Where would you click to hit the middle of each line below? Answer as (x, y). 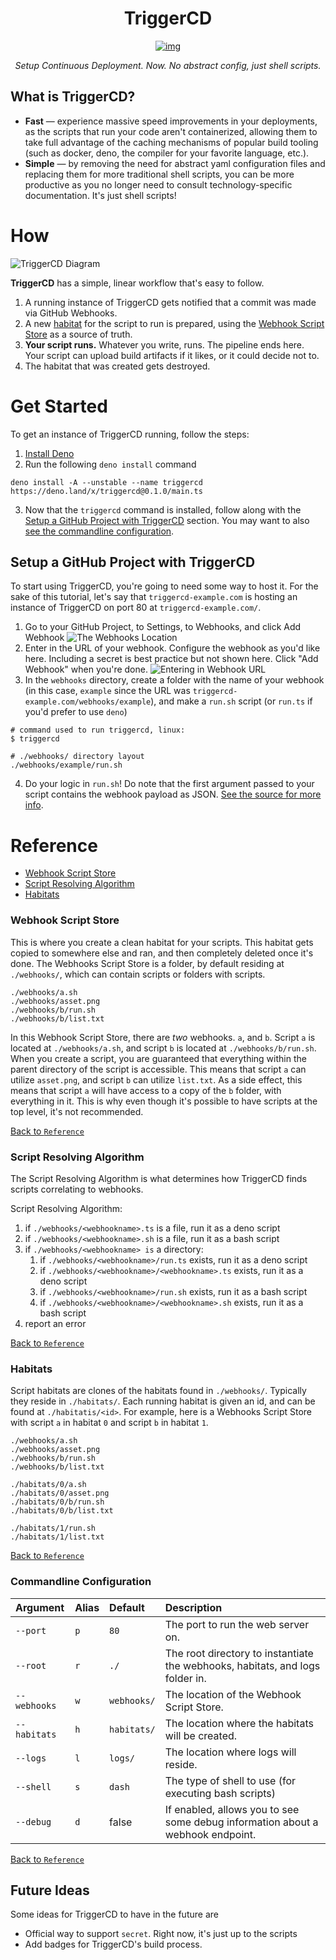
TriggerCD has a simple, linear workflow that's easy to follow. (137, 283)
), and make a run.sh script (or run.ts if (231, 701)
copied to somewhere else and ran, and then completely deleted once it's (162, 953)
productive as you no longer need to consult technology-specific (158, 184)
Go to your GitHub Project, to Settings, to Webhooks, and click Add (163, 627)
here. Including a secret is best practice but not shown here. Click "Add (171, 659)
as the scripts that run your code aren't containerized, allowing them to (171, 131)
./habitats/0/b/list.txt (62, 1511)
